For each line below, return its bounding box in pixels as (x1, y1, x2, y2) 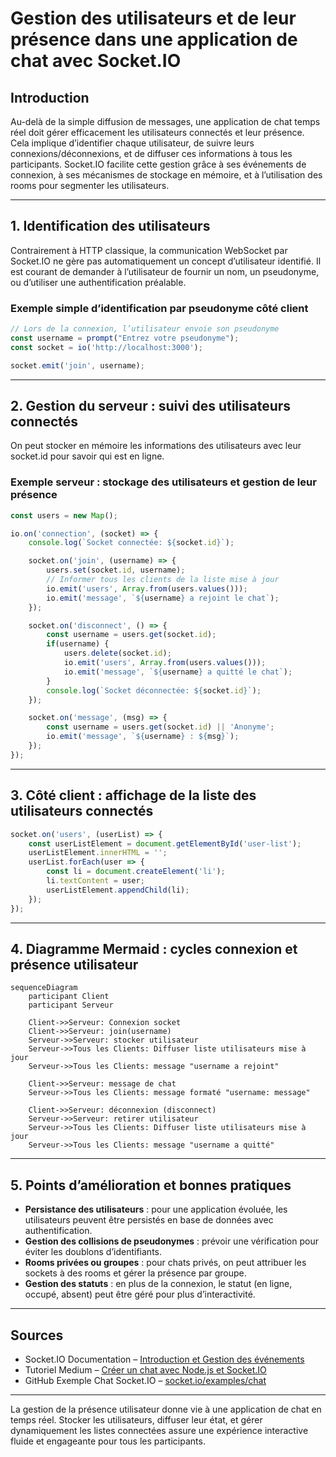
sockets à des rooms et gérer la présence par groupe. (24, 1267, 247, 1279)
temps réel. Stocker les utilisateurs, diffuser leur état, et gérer (10, 1413, 263, 1426)
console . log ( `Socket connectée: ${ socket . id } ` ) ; (28, 538, 235, 548)
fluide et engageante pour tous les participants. (10, 1435, 206, 1447)
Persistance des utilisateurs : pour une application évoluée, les (24, 1203, 288, 1216)
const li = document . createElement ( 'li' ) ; (46, 867, 226, 877)
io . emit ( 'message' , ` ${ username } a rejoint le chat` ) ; (46, 593, 280, 603)
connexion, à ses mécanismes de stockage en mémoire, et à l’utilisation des (10, 169, 323, 181)
